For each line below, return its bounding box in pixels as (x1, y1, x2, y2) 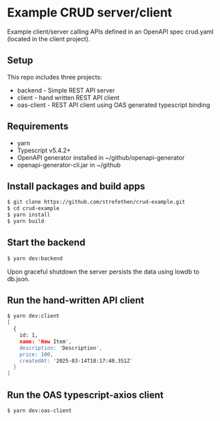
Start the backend (7, 237, 86, 248)
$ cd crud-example (7, 205, 60, 212)
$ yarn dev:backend (7, 255, 63, 262)
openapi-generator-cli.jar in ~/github (16, 160, 121, 169)
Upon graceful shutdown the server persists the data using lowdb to (7, 267, 200, 276)
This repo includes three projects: (7, 73, 103, 81)
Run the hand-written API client (7, 294, 145, 306)
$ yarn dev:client (7, 313, 60, 320)
